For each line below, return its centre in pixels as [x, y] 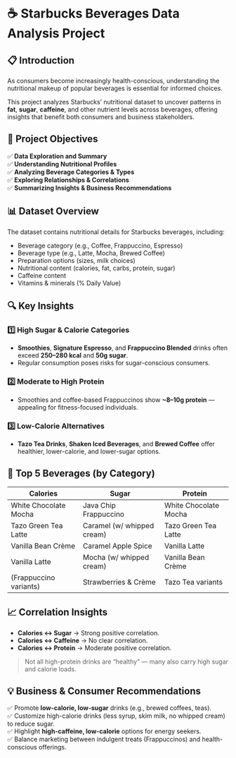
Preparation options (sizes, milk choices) [76, 260]
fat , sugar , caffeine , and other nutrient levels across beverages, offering [112, 109]
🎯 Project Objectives [53, 139]
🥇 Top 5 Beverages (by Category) [81, 473]
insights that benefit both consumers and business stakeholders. [101, 117]
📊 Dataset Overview [53, 211]
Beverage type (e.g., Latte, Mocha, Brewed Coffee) [91, 253]
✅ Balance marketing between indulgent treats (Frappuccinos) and [104, 739]
